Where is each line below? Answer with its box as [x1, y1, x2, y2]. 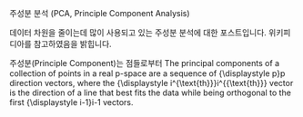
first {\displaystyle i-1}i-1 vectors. [9, 97, 134, 107]
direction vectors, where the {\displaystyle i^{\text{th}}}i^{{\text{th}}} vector [9, 78, 294, 88]
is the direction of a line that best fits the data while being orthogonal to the [9, 87, 291, 98]
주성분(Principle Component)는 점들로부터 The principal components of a [9, 58, 280, 68]
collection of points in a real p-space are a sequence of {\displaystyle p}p [9, 68, 286, 79]
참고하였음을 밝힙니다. [33, 39, 112, 49]
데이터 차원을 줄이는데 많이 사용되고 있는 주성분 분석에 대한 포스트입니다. [9, 27, 267, 38]
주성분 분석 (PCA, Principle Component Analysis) [9, 8, 190, 18]
